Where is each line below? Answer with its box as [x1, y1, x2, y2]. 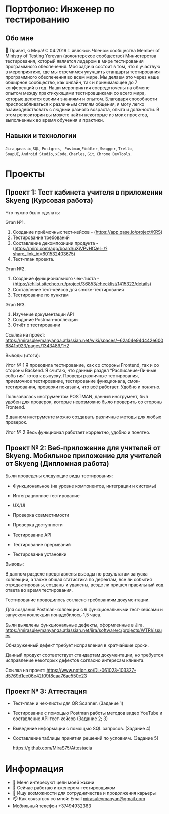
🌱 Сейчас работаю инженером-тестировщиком [12, 785, 116, 791]
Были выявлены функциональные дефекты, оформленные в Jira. [5, 621, 144, 628]
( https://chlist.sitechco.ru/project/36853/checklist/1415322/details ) [12, 281, 152, 287]
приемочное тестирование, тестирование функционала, [5, 378, 127, 384]
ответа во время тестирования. [5, 587, 73, 593]
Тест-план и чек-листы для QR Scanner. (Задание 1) [12, 700, 124, 706]
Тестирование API [12, 532, 52, 538]
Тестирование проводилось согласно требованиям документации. [5, 597, 150, 603]
